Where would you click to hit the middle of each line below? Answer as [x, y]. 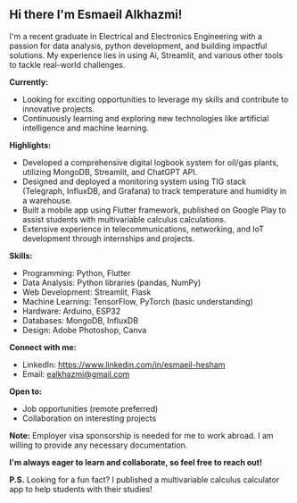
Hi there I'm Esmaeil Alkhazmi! [96, 15]
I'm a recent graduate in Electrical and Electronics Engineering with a [136, 36]
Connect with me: [43, 347]
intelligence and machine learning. [85, 128]
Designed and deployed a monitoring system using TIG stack [134, 181]
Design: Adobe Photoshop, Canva [84, 330]
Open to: [26, 391]
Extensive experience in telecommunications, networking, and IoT [143, 229]
